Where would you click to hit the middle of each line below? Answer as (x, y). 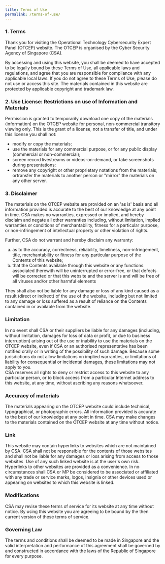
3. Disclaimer (21, 193)
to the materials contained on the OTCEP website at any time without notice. (82, 422)
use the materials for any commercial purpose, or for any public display (84, 149)
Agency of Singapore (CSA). (34, 53)
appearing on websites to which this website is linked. (60, 482)
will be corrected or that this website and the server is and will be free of (86, 276)
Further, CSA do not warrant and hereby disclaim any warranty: (69, 240)
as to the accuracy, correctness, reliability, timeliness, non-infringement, (86, 250)
